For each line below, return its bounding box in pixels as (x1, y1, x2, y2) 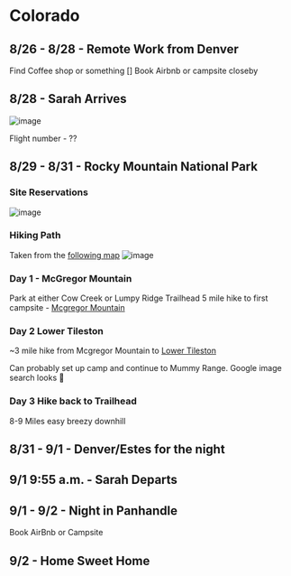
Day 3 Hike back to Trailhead (9, 395, 137, 407)
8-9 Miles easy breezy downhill (9, 415, 126, 426)
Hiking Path (9, 229, 61, 242)
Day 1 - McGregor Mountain (9, 272, 132, 284)
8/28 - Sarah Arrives (9, 91, 128, 107)
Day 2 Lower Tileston (9, 325, 104, 338)
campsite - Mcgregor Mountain (9, 302, 125, 313)
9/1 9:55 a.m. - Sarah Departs (9, 472, 178, 488)
